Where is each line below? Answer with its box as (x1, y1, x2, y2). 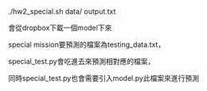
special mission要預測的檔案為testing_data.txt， (8, 40, 166, 49)
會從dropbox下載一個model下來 (8, 23, 112, 32)
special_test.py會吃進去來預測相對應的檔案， (8, 57, 155, 66)
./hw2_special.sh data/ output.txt (8, 7, 116, 16)
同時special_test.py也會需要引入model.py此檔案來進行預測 (8, 74, 199, 82)
